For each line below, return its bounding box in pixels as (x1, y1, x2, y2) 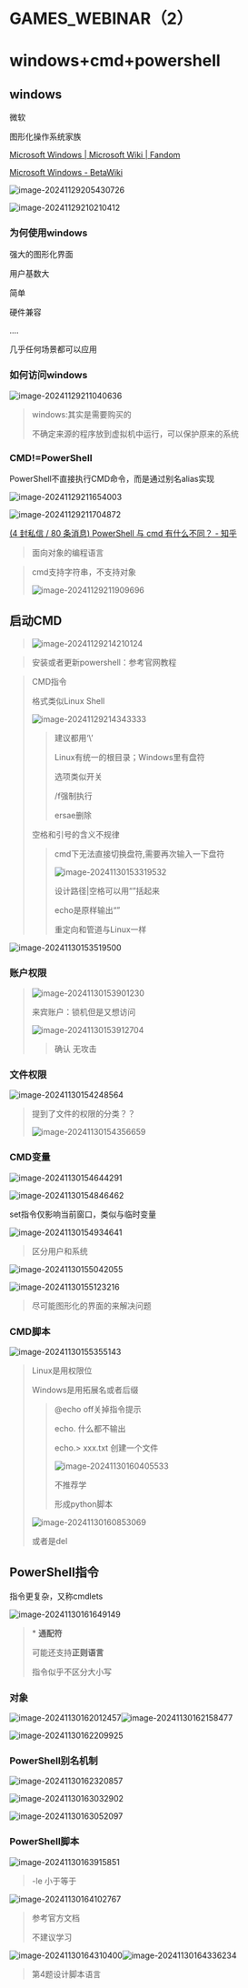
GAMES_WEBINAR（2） (9, 8, 193, 29)
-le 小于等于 (31, 1875, 77, 1886)
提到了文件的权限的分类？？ (31, 1109, 136, 1120)
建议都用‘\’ (54, 732, 94, 743)
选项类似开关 (54, 770, 103, 782)
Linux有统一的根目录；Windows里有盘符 (54, 751, 206, 762)
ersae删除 (54, 809, 93, 820)
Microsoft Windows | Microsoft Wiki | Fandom (9, 149, 181, 160)
